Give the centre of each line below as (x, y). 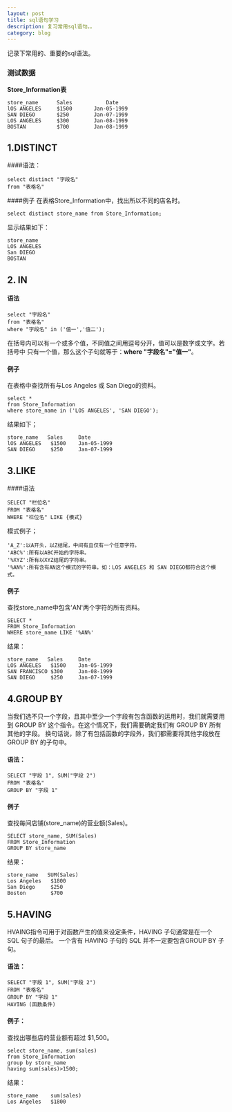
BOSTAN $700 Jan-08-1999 (68, 126)
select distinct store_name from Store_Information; (85, 214)
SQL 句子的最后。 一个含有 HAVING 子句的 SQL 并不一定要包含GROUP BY (112, 941)
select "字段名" (29, 314)
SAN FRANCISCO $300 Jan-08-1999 (60, 672)
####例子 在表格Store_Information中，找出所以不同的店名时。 (96, 200)
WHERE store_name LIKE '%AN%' (51, 633)
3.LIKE (21, 471)
